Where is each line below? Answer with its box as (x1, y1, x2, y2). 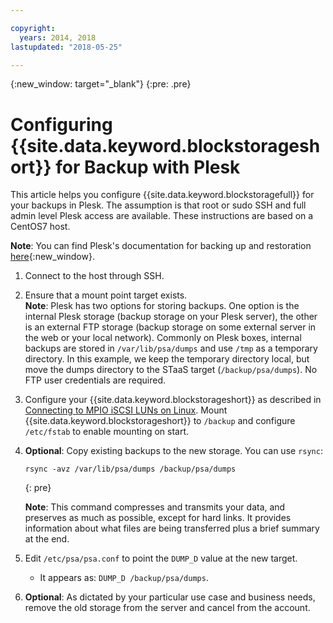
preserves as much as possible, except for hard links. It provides (24, 512, 292, 524)
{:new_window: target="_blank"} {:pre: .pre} (10, 78, 192, 90)
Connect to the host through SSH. (24, 270, 165, 282)
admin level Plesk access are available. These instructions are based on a (10, 210, 314, 222)
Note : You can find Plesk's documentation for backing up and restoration (10, 240, 312, 252)
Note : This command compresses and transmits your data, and (24, 501, 286, 513)
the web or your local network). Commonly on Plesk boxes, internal (24, 332, 302, 344)
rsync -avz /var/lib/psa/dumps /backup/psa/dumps (24, 464, 237, 475)
